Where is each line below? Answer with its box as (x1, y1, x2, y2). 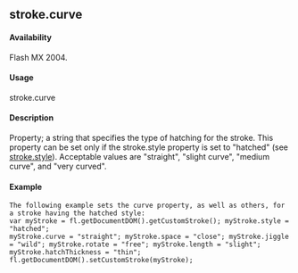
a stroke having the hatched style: (9, 209, 145, 218)
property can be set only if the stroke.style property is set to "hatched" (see (9, 142, 288, 153)
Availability (9, 31, 52, 43)
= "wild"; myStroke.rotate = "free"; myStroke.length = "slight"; (9, 240, 261, 249)
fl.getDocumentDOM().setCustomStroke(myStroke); (9, 256, 194, 265)
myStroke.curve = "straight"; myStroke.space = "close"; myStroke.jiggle (9, 232, 290, 242)
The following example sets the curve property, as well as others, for (9, 201, 286, 211)
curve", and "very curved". (9, 161, 107, 171)
